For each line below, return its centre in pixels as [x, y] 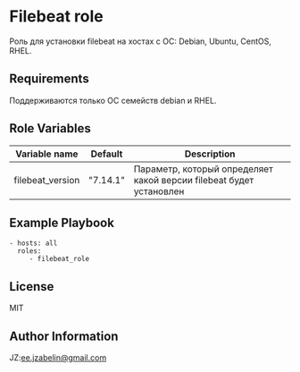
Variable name [46, 154]
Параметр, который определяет [204, 169]
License [32, 287]
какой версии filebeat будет [194, 180]
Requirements [49, 79]
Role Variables [50, 128]
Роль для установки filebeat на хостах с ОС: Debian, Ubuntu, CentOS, [141, 41]
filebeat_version [47, 180]
